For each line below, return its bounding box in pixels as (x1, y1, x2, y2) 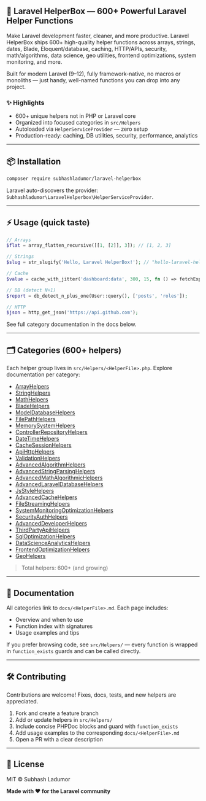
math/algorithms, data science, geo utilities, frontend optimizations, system (6, 52, 197, 59)
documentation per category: (6, 371, 80, 378)
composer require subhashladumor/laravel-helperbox (6, 176, 141, 182)
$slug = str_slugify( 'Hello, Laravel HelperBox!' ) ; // (6, 259, 150, 266)
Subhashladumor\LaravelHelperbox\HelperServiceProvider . (6, 193, 154, 200)
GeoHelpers (15, 552, 46, 560)
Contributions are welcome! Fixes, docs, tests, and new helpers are (6, 691, 177, 698)
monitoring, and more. (6, 58, 63, 65)
